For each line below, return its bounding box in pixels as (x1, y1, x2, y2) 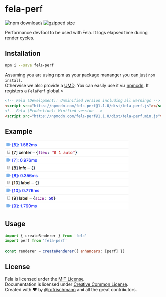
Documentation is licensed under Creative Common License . (5, 281, 129, 287)
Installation (5, 49, 41, 58)
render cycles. (5, 35, 35, 41)
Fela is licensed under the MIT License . (5, 276, 85, 282)
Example (5, 127, 33, 136)
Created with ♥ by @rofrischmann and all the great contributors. (5, 286, 137, 292)
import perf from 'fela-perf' (5, 238, 68, 243)
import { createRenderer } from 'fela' (5, 233, 87, 238)
